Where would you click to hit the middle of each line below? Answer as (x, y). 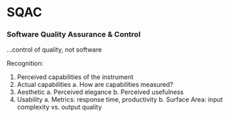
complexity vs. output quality (59, 107)
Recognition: (25, 64)
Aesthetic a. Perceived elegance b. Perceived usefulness (100, 92)
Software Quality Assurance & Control (74, 35)
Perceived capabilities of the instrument (75, 77)
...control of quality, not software (54, 49)
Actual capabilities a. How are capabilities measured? (95, 85)
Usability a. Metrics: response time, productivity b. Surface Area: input (120, 100)
